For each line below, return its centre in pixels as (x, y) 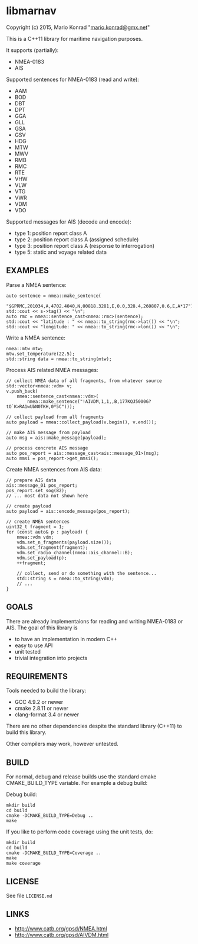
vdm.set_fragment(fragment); (52, 547)
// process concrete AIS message (47, 448)
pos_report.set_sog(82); (37, 490)
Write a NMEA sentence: (36, 338)
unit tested (28, 651)
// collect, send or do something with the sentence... (87, 573)
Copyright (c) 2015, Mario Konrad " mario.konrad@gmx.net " (78, 27)
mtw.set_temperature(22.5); (41, 354)
